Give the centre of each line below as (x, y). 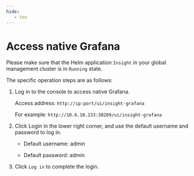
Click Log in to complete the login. (57, 167)
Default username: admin (54, 144)
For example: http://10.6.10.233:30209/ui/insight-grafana (88, 115)
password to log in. (38, 132)
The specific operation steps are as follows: (59, 80)
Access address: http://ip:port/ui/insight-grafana (80, 103)
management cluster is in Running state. (54, 69)
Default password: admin (54, 155)
